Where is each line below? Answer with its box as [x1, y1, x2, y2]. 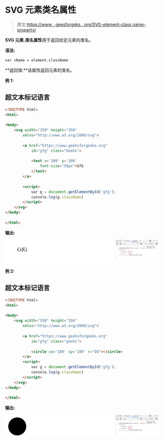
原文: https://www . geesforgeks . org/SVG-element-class [17, 21, 132, 27]
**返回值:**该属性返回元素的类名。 [5, 67, 75, 73]
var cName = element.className [5, 58, 69, 62]
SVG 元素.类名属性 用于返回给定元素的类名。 [5, 37, 93, 43]
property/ [17, 27, 36, 33]
